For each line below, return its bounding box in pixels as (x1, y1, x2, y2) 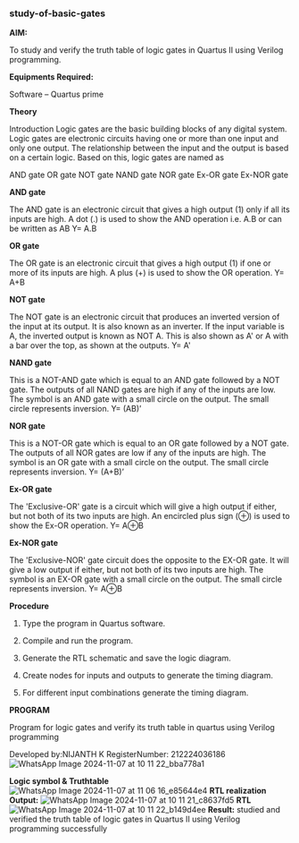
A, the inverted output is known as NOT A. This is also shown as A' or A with (9, 330, 289, 342)
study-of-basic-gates (9, 7, 105, 20)
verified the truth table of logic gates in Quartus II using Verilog (9, 813, 241, 825)
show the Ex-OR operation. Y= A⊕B (9, 520, 145, 531)
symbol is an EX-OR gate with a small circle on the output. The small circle (9, 574, 283, 584)
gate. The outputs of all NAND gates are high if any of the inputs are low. (9, 384, 277, 396)
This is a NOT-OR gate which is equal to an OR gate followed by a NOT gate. (9, 438, 289, 449)
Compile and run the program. (21, 635, 134, 646)
